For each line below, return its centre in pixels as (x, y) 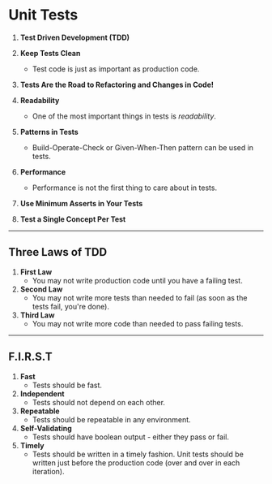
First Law (36, 272)
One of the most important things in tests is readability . (124, 116)
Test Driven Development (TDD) (75, 37)
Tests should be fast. (67, 385)
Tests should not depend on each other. (99, 402)
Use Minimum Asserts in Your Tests (81, 203)
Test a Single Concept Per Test (73, 219)
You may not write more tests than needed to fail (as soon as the (140, 297)
